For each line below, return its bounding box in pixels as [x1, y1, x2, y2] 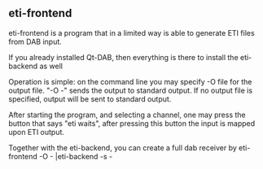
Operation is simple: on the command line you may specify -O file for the [8, 76, 252, 86]
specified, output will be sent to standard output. [8, 93, 172, 104]
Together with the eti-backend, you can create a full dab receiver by [8, 142, 238, 153]
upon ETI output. [8, 127, 65, 136]
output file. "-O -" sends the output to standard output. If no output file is [8, 85, 253, 95]
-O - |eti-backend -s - [39, 151, 113, 161]
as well [39, 61, 64, 71]
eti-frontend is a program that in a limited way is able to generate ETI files [8, 28, 255, 37]
